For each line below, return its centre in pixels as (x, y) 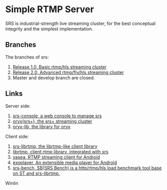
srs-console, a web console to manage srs (57, 116)
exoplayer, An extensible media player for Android (65, 162)
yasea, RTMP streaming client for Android (56, 157)
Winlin (12, 183)
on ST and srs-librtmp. (36, 173)
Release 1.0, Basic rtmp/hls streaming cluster (59, 67)
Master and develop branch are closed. (54, 78)
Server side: (18, 106)
